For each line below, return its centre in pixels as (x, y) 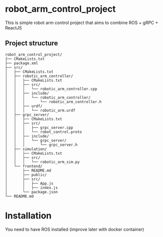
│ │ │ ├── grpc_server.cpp (39, 128)
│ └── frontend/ (24, 166)
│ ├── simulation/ (26, 149)
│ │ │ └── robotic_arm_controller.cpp (51, 89)
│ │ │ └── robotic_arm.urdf (40, 110)
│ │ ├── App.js (29, 183)
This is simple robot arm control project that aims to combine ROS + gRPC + (82, 23)
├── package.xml (22, 63)
